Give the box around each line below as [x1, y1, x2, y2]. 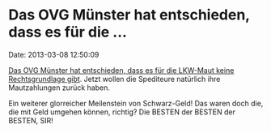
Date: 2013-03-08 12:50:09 [8, 49, 100, 59]
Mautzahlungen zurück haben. [8, 83, 111, 92]
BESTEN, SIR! [8, 115, 54, 125]
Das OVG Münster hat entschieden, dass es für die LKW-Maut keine [8, 65, 235, 75]
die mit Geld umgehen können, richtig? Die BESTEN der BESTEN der [8, 107, 236, 117]
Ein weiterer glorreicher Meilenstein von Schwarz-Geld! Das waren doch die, [8, 98, 264, 108]
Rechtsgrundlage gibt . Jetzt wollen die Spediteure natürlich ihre [8, 74, 221, 84]
